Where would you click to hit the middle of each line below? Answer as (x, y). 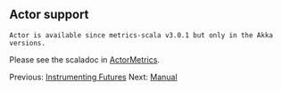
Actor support (49, 15)
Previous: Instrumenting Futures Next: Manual (93, 77)
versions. (28, 43)
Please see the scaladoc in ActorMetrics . (85, 59)
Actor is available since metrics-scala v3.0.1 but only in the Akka (141, 35)
